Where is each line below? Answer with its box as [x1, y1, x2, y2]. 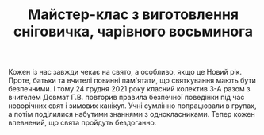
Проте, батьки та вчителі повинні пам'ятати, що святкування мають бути [8, 75, 256, 85]
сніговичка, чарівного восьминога [13, 22, 254, 40]
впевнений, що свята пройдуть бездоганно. [8, 118, 157, 128]
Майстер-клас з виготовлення [27, 6, 239, 24]
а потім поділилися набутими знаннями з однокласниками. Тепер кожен [8, 110, 255, 119]
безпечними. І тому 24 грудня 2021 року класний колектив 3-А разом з [8, 84, 251, 94]
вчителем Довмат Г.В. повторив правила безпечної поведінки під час [8, 93, 245, 102]
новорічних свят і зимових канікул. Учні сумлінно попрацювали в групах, [8, 101, 257, 110]
